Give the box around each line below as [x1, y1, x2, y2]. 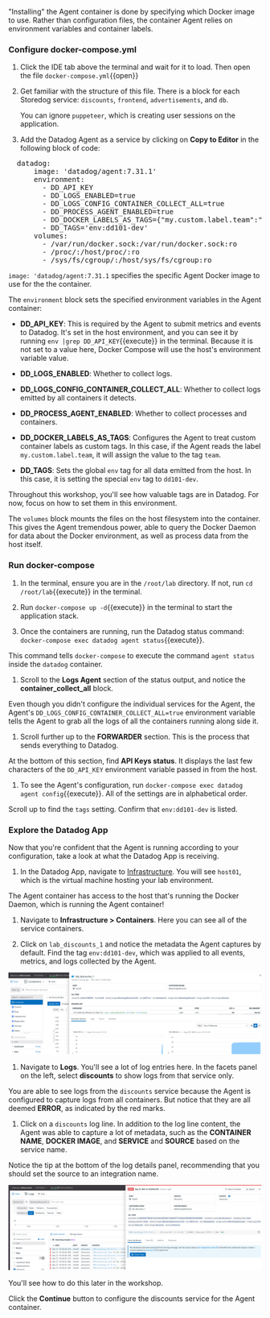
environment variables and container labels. [8, 24, 153, 33]
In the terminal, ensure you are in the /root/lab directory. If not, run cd [19, 578, 253, 587]
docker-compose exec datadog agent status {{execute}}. [19, 635, 205, 644]
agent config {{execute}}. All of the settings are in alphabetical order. [19, 789, 247, 798]
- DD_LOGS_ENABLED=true [42, 191, 136, 201]
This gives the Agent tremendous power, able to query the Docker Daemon [8, 523, 257, 533]
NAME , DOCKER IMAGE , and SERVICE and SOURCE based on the [19, 1136, 240, 1146]
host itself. [8, 540, 43, 549]
